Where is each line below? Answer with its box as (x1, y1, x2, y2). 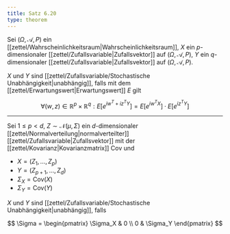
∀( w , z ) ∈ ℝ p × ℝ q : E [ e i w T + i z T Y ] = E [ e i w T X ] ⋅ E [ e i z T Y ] (40, 99, 190, 110)
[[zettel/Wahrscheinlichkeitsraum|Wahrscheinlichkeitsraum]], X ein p (7, 42, 201, 51)
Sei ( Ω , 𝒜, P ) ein (7, 35, 53, 43)
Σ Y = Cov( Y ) (16, 184, 53, 194)
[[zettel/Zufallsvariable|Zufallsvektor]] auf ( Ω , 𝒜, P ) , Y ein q (48, 50, 215, 58)
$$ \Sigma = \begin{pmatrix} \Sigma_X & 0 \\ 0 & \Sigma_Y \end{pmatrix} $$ (7, 220, 223, 228)
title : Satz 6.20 (7, 10, 57, 17)
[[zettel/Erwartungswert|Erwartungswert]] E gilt (7, 86, 142, 94)
